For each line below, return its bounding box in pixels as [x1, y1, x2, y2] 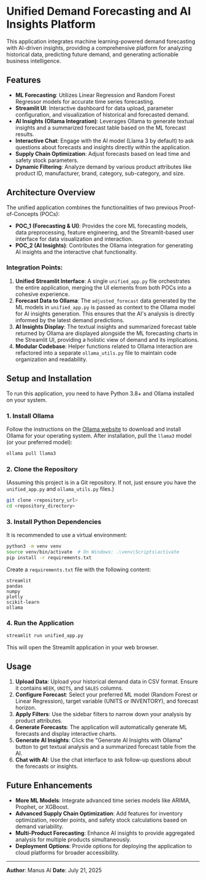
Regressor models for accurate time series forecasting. [15, 98, 155, 105]
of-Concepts [6, 210, 39, 217]
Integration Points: [6, 263, 63, 272]
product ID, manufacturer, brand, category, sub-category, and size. [15, 169, 185, 177]
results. [15, 130, 35, 137]
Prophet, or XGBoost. [15, 803, 69, 811]
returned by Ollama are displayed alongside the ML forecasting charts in [15, 330, 198, 337]
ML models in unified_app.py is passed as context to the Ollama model [15, 303, 195, 311]
